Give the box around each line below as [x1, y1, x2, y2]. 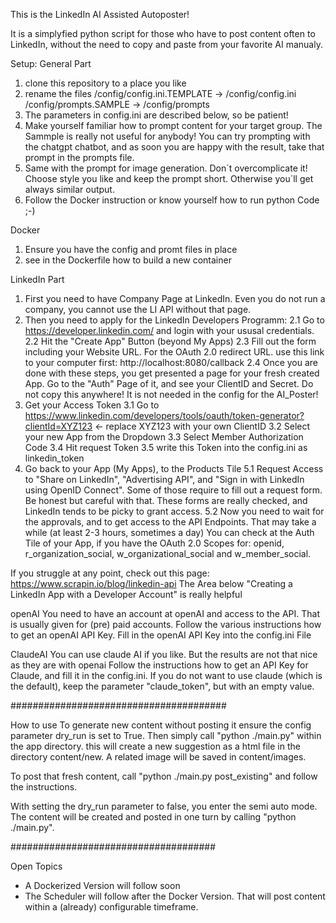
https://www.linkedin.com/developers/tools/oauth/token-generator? [24, 410, 305, 421]
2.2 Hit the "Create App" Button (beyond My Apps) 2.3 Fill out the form [24, 335, 317, 347]
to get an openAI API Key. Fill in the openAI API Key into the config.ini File [10, 629, 312, 641]
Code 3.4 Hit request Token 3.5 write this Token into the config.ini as [24, 442, 308, 453]
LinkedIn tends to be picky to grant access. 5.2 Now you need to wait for [24, 505, 325, 517]
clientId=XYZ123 [24, 420, 93, 432]
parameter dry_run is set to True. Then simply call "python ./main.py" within [10, 730, 322, 741]
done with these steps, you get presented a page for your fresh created [24, 367, 320, 379]
